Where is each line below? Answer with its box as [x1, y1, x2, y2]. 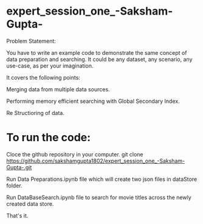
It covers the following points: [6, 74, 81, 81]
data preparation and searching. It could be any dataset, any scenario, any [6, 55, 193, 63]
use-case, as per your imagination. [6, 62, 94, 69]
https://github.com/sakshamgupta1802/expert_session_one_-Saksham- [6, 157, 185, 164]
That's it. [6, 212, 29, 219]
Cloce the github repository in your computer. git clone [6, 150, 144, 158]
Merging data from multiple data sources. [6, 85, 111, 93]
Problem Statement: [6, 37, 57, 44]
